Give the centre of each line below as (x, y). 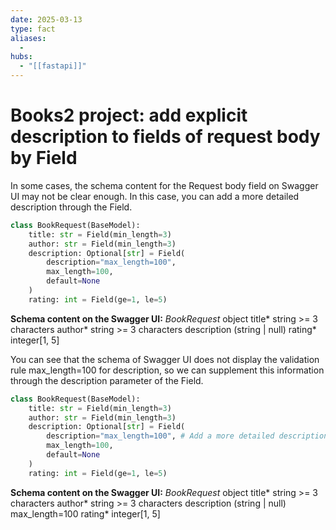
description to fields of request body (165, 137)
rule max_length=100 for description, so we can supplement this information (167, 370)
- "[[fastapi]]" (53, 66)
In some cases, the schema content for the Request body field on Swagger (164, 185)
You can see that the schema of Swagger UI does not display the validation (165, 359)
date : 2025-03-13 (46, 19)
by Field (44, 158)
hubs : (21, 57)
